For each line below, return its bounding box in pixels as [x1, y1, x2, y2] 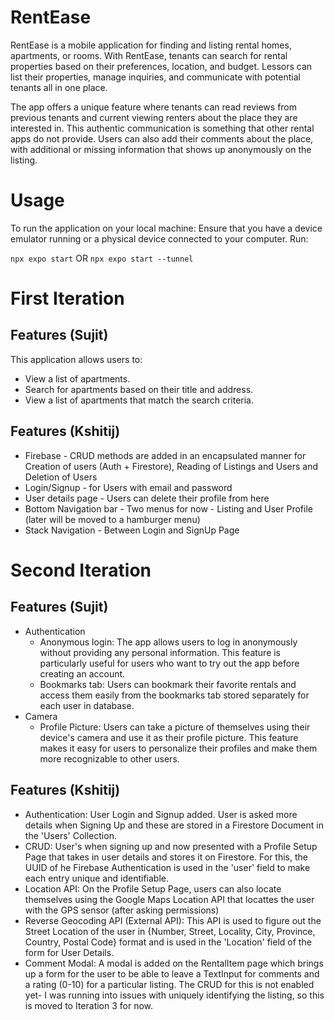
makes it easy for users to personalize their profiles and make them [39, 742, 318, 754]
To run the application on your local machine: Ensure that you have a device [10, 222, 323, 234]
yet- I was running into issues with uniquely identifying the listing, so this [24, 989, 325, 1001]
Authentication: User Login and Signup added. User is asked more [24, 808, 298, 820]
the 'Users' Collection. [24, 829, 117, 841]
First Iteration [10, 287, 125, 310]
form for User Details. [24, 946, 115, 958]
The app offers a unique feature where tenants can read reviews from [10, 101, 298, 113]
